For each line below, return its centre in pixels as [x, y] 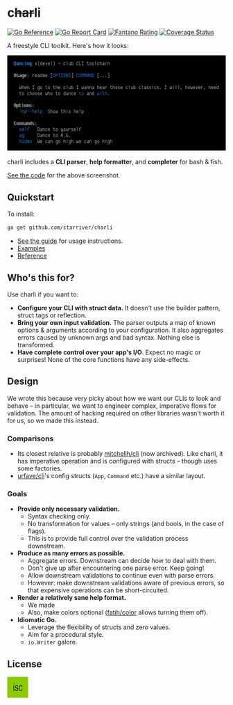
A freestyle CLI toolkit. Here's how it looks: [68, 45]
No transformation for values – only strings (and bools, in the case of [126, 524]
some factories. [40, 468]
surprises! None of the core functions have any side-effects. [104, 359]
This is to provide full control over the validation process [108, 539]
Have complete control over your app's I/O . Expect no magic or [109, 352]
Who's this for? [41, 277]
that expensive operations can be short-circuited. [98, 590]
